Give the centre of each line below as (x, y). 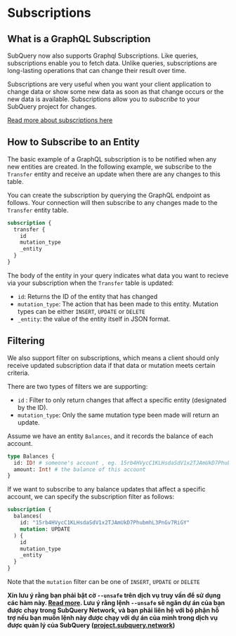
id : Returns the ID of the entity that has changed (87, 296)
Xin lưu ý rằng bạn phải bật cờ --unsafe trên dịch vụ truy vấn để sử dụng (114, 595)
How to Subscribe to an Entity (74, 142)
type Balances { (31, 456)
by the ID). (32, 407)
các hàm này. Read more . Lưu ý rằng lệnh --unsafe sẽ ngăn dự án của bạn (116, 603)
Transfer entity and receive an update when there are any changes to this (114, 174)
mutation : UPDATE (45, 529)
